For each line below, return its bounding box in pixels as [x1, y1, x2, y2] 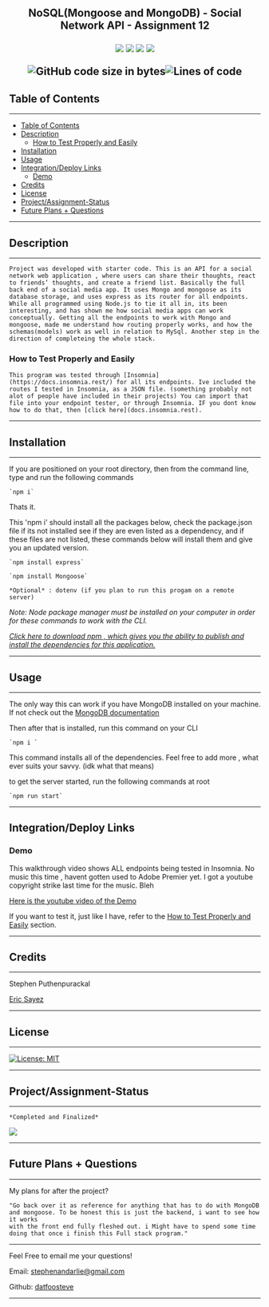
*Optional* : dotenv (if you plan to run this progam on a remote [9, 586, 235, 594]
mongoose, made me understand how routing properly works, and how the [9, 321, 252, 329]
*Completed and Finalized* [9, 1114, 99, 1122]
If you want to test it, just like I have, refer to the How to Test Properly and [9, 911, 251, 921]
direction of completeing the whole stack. [9, 335, 156, 343]
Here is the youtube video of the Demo [9, 896, 136, 905]
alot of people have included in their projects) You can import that [9, 392, 249, 400]
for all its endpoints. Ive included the [116, 379, 256, 387]
